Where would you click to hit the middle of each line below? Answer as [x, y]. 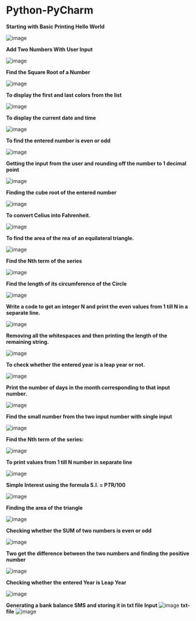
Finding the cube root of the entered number [61, 192]
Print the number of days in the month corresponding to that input [88, 387]
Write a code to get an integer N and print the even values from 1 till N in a [97, 306]
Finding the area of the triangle [45, 507]
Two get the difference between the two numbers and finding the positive [98, 553]
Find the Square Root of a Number [48, 72]
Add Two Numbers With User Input [49, 49]
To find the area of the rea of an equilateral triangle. [70, 238]
